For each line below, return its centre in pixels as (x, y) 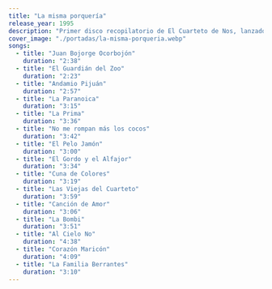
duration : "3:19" (52, 182)
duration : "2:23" (52, 76)
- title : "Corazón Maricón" (63, 249)
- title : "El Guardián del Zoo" (70, 69)
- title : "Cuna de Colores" (63, 174)
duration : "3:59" (52, 196)
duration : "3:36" (52, 121)
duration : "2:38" (52, 62)
